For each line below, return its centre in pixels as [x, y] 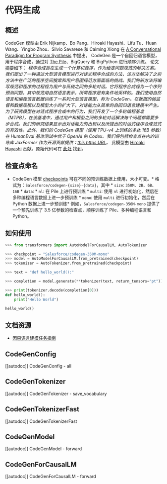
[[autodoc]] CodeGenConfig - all [38, 366]
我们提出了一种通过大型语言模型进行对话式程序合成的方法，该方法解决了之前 [83, 74]
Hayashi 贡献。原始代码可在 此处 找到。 [46, 149]
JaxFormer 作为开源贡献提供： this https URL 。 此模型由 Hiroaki [80, 143]
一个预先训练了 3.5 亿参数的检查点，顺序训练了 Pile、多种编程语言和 [82, 210]
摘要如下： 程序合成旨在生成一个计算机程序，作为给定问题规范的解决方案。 [82, 68]
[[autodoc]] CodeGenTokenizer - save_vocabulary [56, 393]
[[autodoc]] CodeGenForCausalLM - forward [51, 477]
